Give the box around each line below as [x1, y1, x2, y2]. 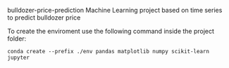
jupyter [7, 54, 30, 61]
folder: [7, 34, 27, 43]
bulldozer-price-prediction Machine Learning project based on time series [7, 6, 223, 14]
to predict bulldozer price [7, 13, 81, 22]
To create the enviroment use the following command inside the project [7, 27, 215, 35]
